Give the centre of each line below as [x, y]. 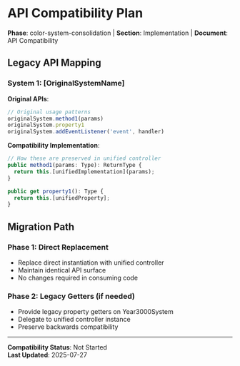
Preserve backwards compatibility [68, 327]
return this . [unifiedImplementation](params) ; [84, 172]
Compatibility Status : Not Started [57, 347]
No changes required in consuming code [77, 278]
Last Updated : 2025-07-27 [47, 355]
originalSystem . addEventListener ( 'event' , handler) [86, 132]
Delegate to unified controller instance [74, 320]
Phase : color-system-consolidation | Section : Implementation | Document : [118, 33]
